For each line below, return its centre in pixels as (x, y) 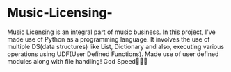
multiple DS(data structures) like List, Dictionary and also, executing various (116, 46)
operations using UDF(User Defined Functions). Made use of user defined (113, 54)
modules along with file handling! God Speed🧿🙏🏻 (78, 61)
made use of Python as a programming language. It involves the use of (109, 39)
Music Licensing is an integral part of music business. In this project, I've (111, 32)
